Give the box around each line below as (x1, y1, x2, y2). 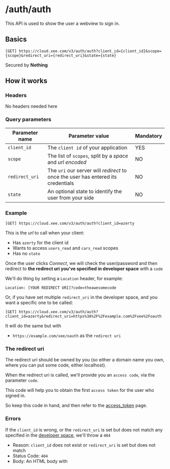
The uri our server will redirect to (47, 166, 127, 174)
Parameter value (68, 132, 109, 139)
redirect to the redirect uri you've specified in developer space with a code (5, 265, 163, 272)
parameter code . (5, 377, 39, 384)
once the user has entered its (47, 173, 117, 180)
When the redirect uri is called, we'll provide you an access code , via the (5, 372, 155, 378)
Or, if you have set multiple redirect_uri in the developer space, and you (5, 294, 158, 300)
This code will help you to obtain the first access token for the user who (5, 387, 154, 393)
